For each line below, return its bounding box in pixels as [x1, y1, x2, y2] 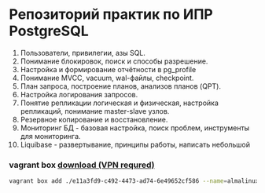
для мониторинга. [20, 131, 81, 140]
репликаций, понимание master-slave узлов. [20, 106, 170, 115]
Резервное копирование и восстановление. [20, 115, 168, 124]
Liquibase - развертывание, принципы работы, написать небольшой [20, 140, 251, 149]
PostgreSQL [9, 22, 89, 40]
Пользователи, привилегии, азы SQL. [20, 48, 146, 57]
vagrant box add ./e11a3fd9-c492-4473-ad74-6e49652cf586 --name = [9, 177, 227, 185]
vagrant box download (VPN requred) [9, 159, 155, 170]
